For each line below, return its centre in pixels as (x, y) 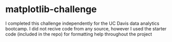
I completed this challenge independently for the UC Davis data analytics (82, 23)
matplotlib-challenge (51, 9)
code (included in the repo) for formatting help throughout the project (79, 34)
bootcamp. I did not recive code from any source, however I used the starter (86, 28)
